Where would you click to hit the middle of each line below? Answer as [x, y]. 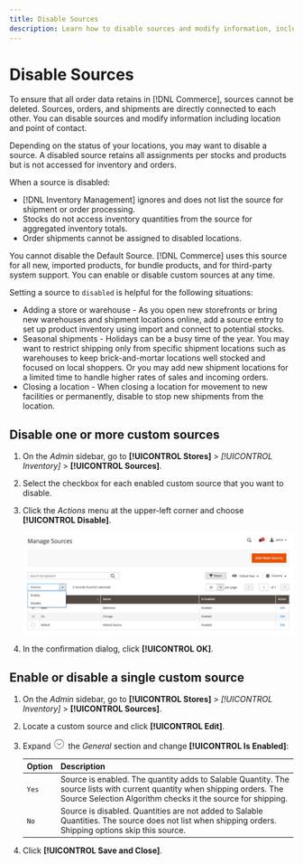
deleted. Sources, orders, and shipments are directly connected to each [143, 109]
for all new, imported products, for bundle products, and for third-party [141, 266]
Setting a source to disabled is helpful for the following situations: [132, 293]
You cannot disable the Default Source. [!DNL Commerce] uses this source [148, 256]
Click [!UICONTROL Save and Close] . [92, 850]
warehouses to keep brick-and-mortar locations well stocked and [144, 358]
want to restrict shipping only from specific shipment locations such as [154, 349]
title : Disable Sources [54, 19]
